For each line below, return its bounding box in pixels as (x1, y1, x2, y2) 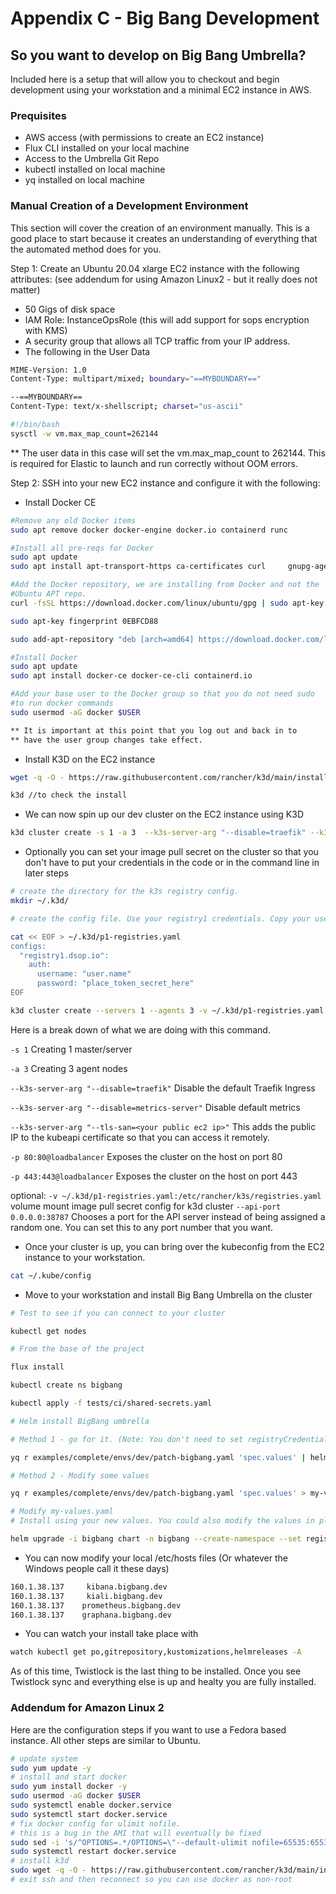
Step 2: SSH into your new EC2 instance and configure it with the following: (10, 477, 321, 489)
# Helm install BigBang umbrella (10, 1416, 150, 1426)
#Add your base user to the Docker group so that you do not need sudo (10, 689, 315, 699)
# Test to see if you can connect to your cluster (10, 1308, 226, 1318)
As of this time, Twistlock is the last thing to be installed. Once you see (10, 1665, 302, 1677)
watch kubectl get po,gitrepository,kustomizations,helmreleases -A (10, 1647, 302, 1657)
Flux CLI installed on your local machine (24, 142, 190, 154)
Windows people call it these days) (24, 1562, 170, 1574)
